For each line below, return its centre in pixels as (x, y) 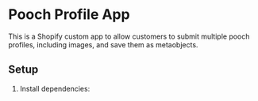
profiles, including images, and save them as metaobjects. (103, 44)
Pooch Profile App (69, 15)
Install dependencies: (55, 88)
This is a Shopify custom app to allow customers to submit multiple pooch (129, 36)
